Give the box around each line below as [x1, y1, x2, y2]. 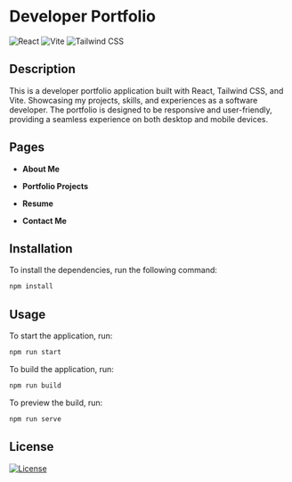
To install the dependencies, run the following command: [9, 265, 218, 276]
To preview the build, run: [9, 397, 103, 408]
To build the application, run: [9, 363, 114, 374]
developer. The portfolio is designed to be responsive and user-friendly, [9, 104, 273, 115]
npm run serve [9, 414, 62, 423]
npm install [9, 282, 53, 291]
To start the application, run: [9, 330, 113, 341]
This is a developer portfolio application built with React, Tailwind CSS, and [9, 85, 284, 96]
